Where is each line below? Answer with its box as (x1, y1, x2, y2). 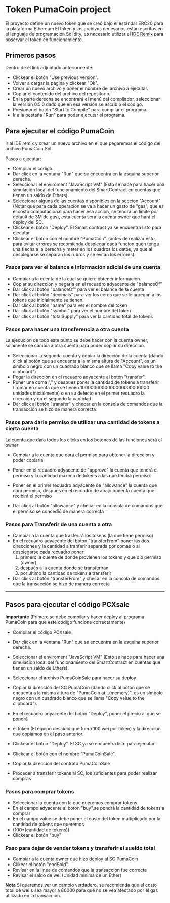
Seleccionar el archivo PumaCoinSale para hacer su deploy (12, 675, 137, 681)
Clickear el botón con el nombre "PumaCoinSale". (12, 751, 116, 757)
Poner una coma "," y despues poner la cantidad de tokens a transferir (12, 379, 159, 385)
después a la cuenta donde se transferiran (20, 565, 109, 571)
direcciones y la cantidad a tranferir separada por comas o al (12, 543, 140, 549)
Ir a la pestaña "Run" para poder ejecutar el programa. (12, 112, 126, 118)
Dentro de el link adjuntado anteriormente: (5, 64, 94, 70)
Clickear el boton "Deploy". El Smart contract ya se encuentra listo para (12, 224, 162, 230)
